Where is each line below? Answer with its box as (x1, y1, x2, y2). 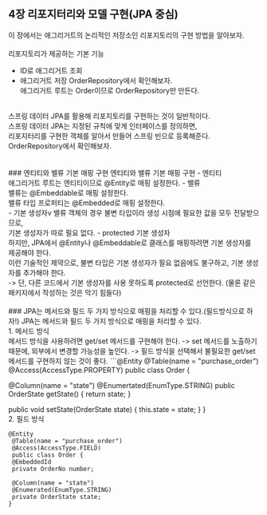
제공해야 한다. (8, 248, 52, 257)
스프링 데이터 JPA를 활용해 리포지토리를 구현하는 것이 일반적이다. (8, 111, 210, 121)
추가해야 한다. (22, 267, 66, 277)
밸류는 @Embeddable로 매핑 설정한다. (8, 188, 129, 197)
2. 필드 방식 (8, 414, 45, 423)
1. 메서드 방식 (8, 326, 50, 335)
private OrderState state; (11, 493, 102, 501)
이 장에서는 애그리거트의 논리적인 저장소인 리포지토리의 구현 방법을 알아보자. (8, 30, 245, 40)
